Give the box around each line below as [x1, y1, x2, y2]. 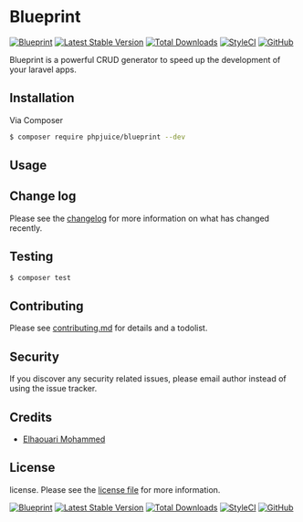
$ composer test [9, 273, 71, 282]
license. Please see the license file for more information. [9, 484, 221, 495]
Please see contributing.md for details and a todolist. [9, 322, 208, 334]
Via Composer [9, 114, 64, 125]
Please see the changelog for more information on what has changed [9, 213, 270, 224]
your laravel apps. [9, 64, 78, 75]
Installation [9, 90, 75, 106]
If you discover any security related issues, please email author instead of [9, 373, 287, 384]
